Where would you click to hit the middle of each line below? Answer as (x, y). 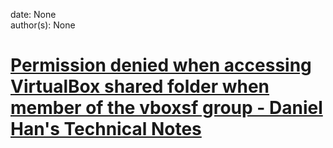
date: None (33, 14)
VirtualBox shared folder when (140, 86)
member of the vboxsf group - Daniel (166, 108)
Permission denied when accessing (161, 65)
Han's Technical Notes (106, 129)
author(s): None (43, 25)
